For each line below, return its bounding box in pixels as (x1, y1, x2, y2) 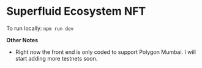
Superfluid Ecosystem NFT (6, 4, 146, 18)
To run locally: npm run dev (6, 25, 74, 32)
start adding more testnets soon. (15, 55, 98, 62)
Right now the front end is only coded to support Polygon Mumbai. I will (15, 48, 196, 56)
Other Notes (6, 36, 39, 43)
